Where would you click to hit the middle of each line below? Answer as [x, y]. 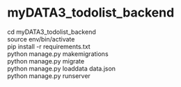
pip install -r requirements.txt [49, 46]
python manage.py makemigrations [58, 54]
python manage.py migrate [46, 61]
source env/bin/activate [41, 39]
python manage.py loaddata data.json [62, 68]
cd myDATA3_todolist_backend [52, 32]
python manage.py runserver [49, 76]
